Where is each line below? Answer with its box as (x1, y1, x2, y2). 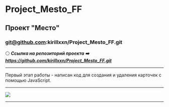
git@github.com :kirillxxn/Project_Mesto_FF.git (5, 39, 123, 46)
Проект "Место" (5, 24, 60, 32)
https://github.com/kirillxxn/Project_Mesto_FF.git (5, 57, 112, 63)
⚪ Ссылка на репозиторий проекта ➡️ (5, 50, 90, 56)
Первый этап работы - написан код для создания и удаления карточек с (5, 72, 162, 78)
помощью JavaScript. (5, 77, 51, 83)
